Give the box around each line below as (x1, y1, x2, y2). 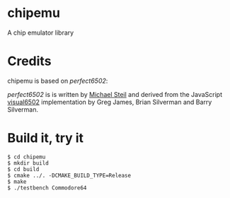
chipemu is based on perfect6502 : (7, 76, 108, 85)
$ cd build (7, 165, 40, 173)
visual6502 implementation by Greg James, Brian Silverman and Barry (7, 98, 212, 106)
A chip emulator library (7, 28, 74, 37)
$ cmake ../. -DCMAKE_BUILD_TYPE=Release (7, 172, 132, 179)
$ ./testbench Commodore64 (7, 184, 87, 192)
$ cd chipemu (7, 153, 46, 161)
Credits (7, 53, 52, 69)
